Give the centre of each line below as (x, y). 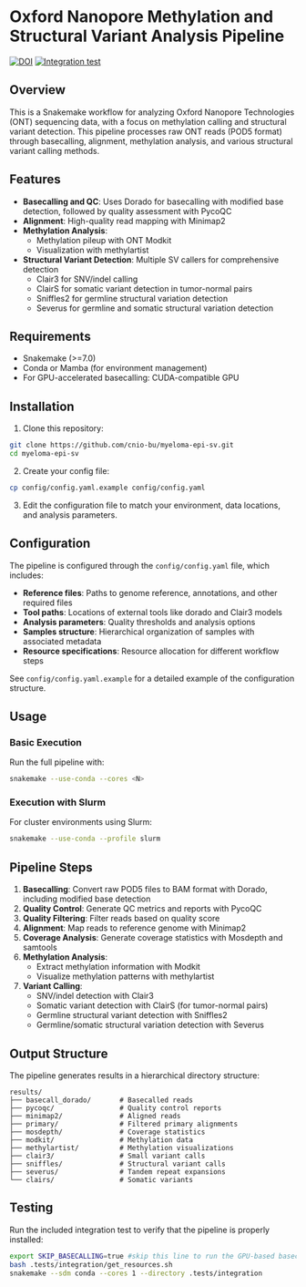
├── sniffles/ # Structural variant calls (117, 1164)
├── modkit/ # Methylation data (102, 1140)
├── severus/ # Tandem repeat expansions (117, 1172)
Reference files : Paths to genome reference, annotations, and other (150, 592)
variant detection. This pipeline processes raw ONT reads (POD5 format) (146, 131)
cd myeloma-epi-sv (44, 454)
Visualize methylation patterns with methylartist (125, 976)
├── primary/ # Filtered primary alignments (124, 1124)
